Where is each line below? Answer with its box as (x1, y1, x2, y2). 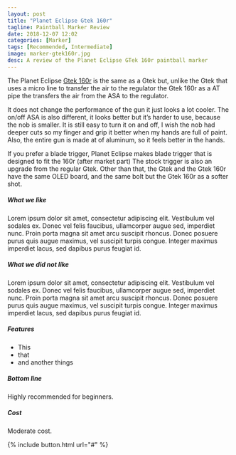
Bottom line (7, 375, 43, 383)
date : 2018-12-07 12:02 (7, 30, 78, 38)
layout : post (7, 10, 46, 18)
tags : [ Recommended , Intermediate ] (7, 43, 113, 51)
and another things (17, 357, 73, 367)
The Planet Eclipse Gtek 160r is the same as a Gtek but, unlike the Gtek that (7, 76, 228, 85)
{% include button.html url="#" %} (7, 440, 109, 449)
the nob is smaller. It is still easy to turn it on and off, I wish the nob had (7, 120, 215, 129)
